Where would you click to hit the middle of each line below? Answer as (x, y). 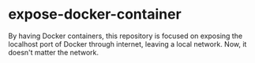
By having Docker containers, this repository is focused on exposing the (126, 36)
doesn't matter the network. (54, 52)
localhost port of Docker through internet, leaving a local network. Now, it (127, 44)
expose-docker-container (95, 14)
